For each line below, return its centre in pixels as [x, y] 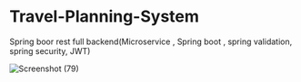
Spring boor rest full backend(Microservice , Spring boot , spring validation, [151, 41]
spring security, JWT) [50, 50]
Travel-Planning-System [105, 17]
